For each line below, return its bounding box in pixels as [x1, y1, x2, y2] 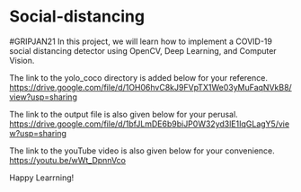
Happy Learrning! [9, 172, 75, 183]
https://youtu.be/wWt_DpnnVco [9, 154, 126, 165]
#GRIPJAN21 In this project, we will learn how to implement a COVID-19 [9, 36, 272, 47]
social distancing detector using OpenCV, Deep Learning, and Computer [9, 45, 277, 56]
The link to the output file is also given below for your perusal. [9, 109, 238, 119]
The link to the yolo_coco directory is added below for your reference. [9, 72, 268, 83]
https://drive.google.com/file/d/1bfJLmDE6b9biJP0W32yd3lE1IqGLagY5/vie [9, 118, 290, 129]
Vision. [9, 55, 35, 65]
